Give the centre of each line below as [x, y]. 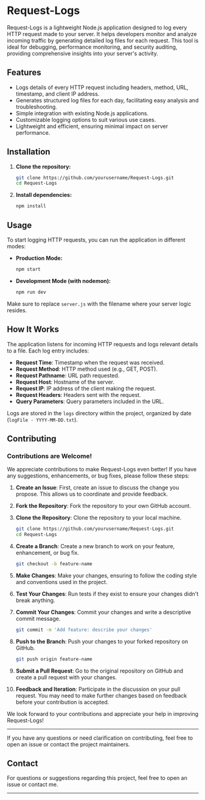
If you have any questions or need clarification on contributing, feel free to [100, 738]
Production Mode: [39, 258]
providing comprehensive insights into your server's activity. [83, 53]
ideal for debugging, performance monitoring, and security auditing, [92, 47]
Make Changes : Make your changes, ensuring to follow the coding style [106, 575]
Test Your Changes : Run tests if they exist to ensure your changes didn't [107, 594]
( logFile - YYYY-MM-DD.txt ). [43, 420]
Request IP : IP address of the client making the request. [86, 388]
